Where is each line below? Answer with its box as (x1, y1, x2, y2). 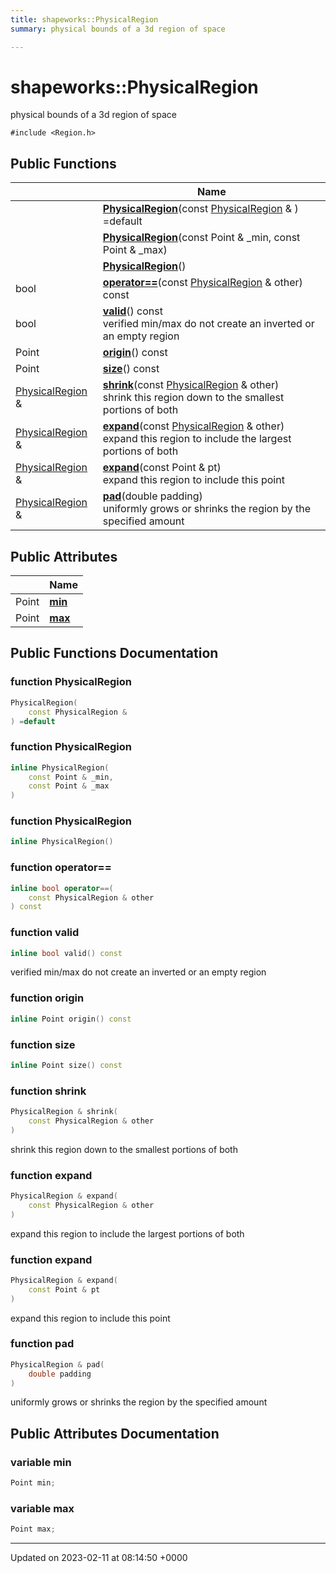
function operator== (10, 861, 112, 875)
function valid (10, 926, 80, 940)
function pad (10, 1337, 75, 1351)
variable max (10, 1501, 75, 1515)
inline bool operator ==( (10, 883, 114, 893)
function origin (10, 991, 85, 1005)
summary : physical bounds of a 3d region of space (10, 24, 226, 34)
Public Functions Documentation (10, 645, 219, 662)
